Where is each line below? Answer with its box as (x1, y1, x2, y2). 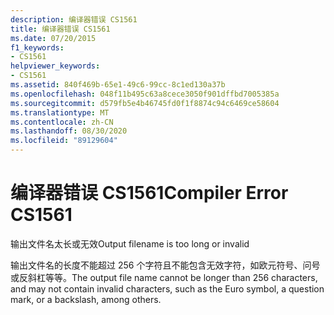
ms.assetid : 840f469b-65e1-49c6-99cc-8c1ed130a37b (10, 80, 226, 90)
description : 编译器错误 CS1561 (10, 14, 138, 25)
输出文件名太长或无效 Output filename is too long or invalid (10, 237, 250, 250)
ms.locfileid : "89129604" (10, 136, 118, 146)
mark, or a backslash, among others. (10, 293, 162, 305)
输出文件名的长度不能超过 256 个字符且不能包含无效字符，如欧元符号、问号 (10, 259, 321, 271)
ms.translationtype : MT (10, 107, 110, 118)
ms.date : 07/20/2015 (10, 33, 97, 43)
